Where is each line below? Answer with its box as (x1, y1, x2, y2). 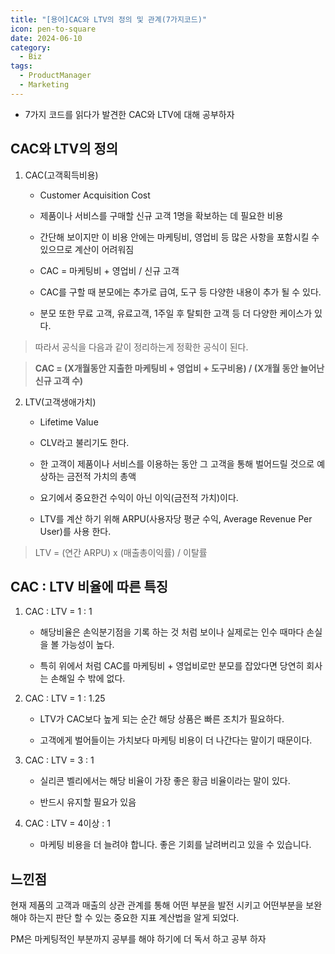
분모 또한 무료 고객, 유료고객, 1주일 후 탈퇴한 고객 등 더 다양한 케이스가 (39, 307, 313, 319)
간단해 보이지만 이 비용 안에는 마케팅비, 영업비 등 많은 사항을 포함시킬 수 (39, 231, 320, 243)
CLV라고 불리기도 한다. (39, 436, 130, 448)
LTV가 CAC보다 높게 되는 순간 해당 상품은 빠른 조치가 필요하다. (39, 713, 285, 725)
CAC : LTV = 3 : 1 (24, 754, 95, 766)
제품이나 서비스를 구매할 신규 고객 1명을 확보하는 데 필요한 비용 (39, 209, 284, 221)
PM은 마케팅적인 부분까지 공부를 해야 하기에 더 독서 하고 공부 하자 (10, 933, 267, 945)
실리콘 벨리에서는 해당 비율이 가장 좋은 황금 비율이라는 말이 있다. (39, 775, 291, 787)
